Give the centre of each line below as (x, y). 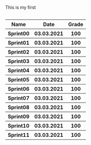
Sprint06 (18, 89)
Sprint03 (18, 61)
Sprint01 (18, 43)
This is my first (21, 7)
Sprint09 (18, 117)
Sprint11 (18, 135)
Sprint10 (18, 126)
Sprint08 (18, 107)
